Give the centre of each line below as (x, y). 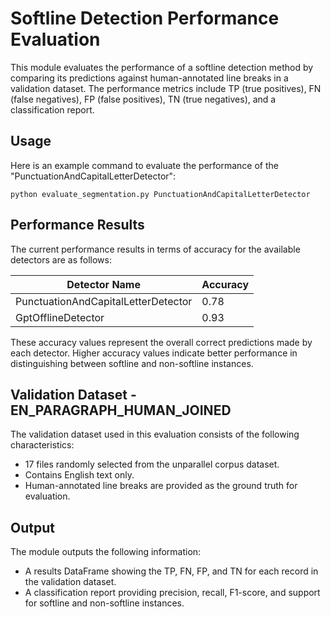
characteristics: (42, 445)
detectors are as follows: (61, 259)
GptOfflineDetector (60, 317)
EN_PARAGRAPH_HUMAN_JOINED (121, 410)
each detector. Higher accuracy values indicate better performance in (154, 353)
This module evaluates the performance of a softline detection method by (162, 67)
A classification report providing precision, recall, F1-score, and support (172, 593)
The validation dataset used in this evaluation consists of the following (155, 434)
